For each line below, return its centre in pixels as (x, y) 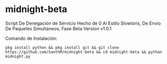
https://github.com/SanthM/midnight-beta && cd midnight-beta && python (84, 52)
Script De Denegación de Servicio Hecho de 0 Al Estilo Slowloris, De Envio (83, 23)
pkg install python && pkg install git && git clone (62, 47)
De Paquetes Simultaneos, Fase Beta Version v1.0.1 (58, 28)
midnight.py (18, 56)
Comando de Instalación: (31, 38)
